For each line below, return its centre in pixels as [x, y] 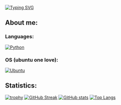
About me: [22, 23]
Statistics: [21, 86]
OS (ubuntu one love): [32, 60]
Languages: [20, 36]
